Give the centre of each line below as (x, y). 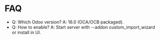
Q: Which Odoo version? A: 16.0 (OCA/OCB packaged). (68, 22)
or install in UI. (26, 32)
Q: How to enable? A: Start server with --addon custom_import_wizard (83, 27)
